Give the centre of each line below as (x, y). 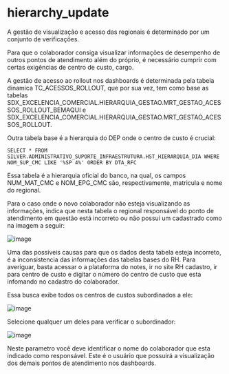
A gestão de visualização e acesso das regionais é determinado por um (108, 32)
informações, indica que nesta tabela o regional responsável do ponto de (111, 210)
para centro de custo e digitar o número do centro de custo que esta (104, 274)
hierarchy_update (58, 13)
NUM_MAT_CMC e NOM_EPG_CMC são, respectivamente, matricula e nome (115, 183)
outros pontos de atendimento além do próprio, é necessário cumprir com (112, 59)
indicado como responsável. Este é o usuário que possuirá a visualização (111, 355)
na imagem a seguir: (36, 225)
